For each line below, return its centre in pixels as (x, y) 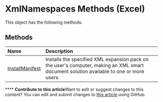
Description (59, 51)
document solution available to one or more (95, 71)
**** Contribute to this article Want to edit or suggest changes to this (74, 89)
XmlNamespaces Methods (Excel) (75, 9)
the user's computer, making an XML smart (95, 65)
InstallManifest (24, 68)
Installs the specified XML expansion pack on (97, 59)
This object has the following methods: (44, 22)
